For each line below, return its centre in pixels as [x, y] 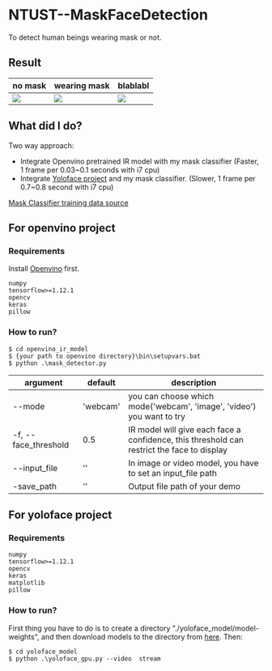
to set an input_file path [172, 473]
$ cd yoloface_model [43, 652]
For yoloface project [60, 514]
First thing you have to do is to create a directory [89, 628]
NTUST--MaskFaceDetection [108, 15]
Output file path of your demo [185, 486]
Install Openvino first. [44, 269]
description [194, 382]
